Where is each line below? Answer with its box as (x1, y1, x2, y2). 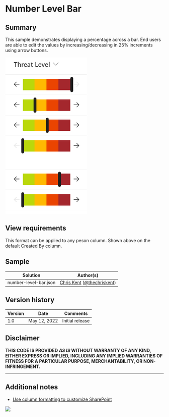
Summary (5, 23, 37, 32)
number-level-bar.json (7, 280, 56, 286)
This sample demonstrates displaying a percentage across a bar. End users (5, 36, 161, 42)
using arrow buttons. (5, 48, 48, 53)
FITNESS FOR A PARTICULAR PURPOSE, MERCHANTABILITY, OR (5, 358, 143, 364)
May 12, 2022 (28, 318, 58, 324)
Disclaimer (5, 334, 40, 343)
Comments (64, 310, 88, 316)
